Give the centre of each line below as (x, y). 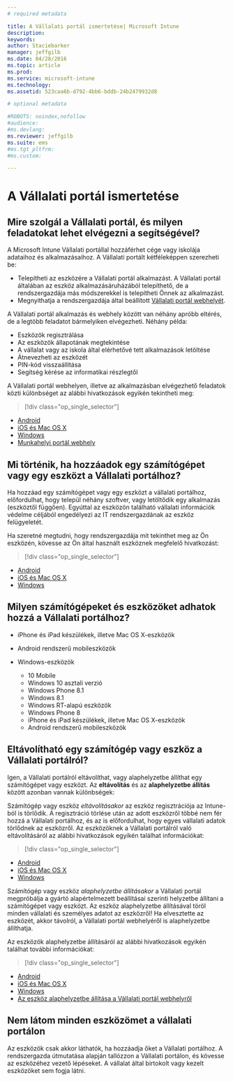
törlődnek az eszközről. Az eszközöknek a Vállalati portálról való (99, 828)
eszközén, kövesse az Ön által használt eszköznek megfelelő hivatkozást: (113, 543)
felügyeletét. (25, 522)
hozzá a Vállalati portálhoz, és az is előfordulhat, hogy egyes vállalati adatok (116, 820)
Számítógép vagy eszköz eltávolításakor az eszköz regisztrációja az (105, 806)
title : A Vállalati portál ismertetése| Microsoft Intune (93, 26)
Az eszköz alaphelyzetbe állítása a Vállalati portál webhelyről (104, 998)
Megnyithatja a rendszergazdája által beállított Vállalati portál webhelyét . (121, 301)
